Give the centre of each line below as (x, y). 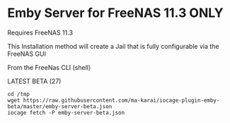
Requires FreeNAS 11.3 (40, 33)
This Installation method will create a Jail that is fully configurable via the (113, 46)
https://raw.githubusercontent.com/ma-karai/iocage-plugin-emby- (121, 100)
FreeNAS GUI (27, 54)
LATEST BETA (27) (34, 81)
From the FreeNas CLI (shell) (49, 67)
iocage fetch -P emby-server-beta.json (66, 112)
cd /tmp (19, 94)
